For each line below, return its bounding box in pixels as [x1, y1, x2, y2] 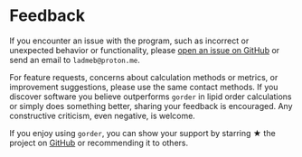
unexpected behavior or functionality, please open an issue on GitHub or [9, 44, 280, 55]
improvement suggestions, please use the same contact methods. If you [9, 81, 278, 92]
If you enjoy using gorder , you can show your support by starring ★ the [9, 127, 276, 138]
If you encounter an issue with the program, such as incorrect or [9, 35, 250, 46]
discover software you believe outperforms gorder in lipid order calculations [9, 91, 292, 102]
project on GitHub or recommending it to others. [9, 137, 189, 148]
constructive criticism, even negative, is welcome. [9, 110, 196, 121]
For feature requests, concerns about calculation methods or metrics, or [9, 71, 278, 82]
